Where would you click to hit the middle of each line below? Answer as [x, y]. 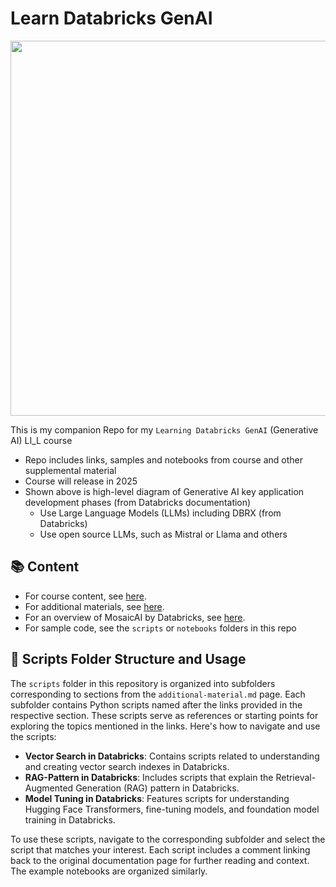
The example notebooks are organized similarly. [109, 871]
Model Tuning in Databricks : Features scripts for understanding [157, 798]
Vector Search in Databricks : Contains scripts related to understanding [172, 756]
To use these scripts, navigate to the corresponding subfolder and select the [168, 839]
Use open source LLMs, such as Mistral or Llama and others [163, 534]
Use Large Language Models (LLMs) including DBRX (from [160, 513]
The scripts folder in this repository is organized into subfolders [143, 683]
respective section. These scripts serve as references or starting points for [164, 715]
